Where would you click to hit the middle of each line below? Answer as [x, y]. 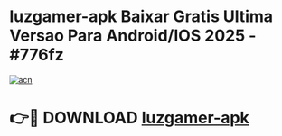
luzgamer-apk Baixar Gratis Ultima [141, 17]
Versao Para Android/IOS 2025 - [133, 36]
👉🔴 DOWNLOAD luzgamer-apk [130, 118]
